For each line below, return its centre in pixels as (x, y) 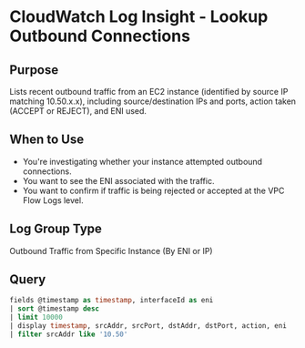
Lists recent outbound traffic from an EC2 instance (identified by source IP (149, 92)
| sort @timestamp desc (55, 309)
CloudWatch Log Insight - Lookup (139, 17)
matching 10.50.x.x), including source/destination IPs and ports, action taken (153, 101)
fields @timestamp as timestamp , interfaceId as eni (112, 301)
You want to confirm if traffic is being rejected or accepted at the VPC (153, 190)
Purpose (34, 70)
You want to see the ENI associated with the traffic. (118, 180)
